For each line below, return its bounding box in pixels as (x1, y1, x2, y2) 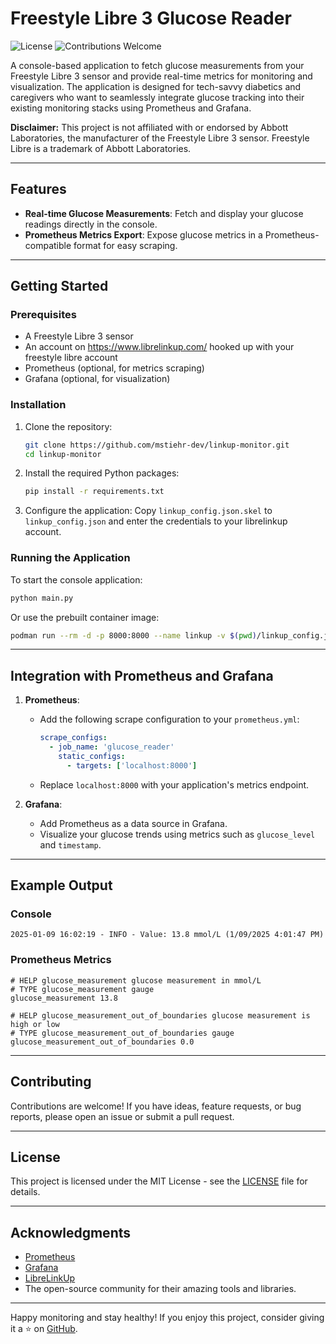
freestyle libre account (24, 352, 118, 364)
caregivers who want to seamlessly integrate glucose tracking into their (10, 91, 305, 103)
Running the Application (10, 551, 131, 565)
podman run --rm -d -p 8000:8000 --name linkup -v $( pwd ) (10, 630, 257, 641)
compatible (24, 239, 72, 251)
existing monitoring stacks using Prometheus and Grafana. (10, 102, 252, 114)
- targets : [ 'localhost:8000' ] (66, 760, 198, 771)
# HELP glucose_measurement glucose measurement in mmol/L (10, 975, 262, 986)
